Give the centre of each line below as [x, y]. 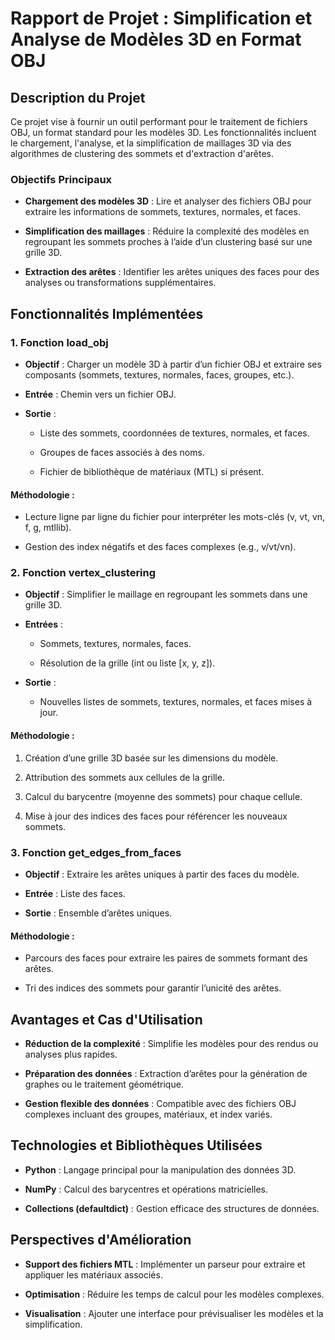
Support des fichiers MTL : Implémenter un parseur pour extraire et [165, 1264]
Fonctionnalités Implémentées [107, 313]
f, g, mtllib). [48, 528]
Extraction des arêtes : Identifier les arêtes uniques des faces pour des [172, 272]
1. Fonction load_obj [59, 342]
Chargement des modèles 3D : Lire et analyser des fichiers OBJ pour [168, 201]
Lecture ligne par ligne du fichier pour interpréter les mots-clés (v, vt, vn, [175, 517]
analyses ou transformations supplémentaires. [120, 283]
